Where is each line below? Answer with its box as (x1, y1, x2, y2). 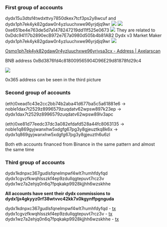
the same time (5, 146, 34, 152)
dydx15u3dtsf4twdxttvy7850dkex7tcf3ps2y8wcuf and (5, 15, 116, 21)
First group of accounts (5, 4, 63, 11)
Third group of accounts (5, 159, 65, 166)
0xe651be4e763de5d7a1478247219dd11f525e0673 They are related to (5, 27, 156, 33)
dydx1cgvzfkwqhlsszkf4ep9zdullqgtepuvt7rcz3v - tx (5, 211, 113, 217)
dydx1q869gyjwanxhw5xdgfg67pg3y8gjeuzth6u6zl (5, 131, 110, 137)
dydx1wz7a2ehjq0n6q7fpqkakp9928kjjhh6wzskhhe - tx (5, 216, 119, 222)
